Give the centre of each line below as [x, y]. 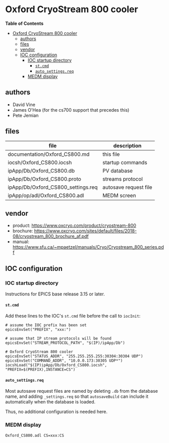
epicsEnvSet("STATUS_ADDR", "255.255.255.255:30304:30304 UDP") [74, 356]
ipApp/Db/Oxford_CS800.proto [45, 179]
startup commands [125, 162]
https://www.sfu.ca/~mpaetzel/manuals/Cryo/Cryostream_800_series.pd [88, 247]
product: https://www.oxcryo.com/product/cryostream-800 [74, 226]
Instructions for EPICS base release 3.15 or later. [55, 294]
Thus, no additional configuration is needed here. [56, 412]
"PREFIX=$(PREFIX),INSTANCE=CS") [40, 370]
